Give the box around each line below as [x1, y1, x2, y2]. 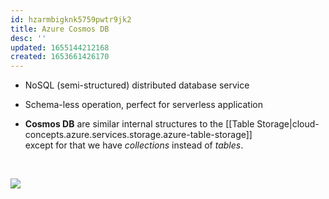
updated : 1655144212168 [10, 42, 110, 53]
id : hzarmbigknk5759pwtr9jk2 [10, 14, 132, 25]
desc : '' [10, 33, 47, 43]
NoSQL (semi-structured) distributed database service [24, 79, 250, 91]
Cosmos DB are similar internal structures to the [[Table [24, 118, 255, 130]
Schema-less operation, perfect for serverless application [24, 99, 263, 111]
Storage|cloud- [256, 118, 320, 130]
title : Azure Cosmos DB [10, 24, 110, 34]
